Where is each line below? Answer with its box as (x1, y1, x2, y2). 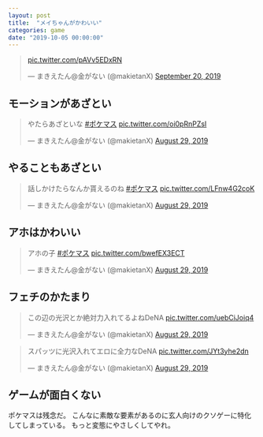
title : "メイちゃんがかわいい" (8, 19, 102, 27)
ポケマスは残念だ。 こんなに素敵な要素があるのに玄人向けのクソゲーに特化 (8, 411, 252, 420)
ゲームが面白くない (8, 388, 102, 402)
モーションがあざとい (8, 96, 112, 110)
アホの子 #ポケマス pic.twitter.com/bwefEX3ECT (27, 248, 185, 257)
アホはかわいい (8, 226, 81, 239)
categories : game (8, 26, 65, 34)
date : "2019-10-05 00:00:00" (8, 33, 104, 42)
